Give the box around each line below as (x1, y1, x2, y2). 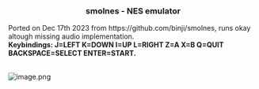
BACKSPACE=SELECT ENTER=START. (8, 49, 136, 58)
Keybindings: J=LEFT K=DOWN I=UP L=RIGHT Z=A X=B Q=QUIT (8, 40, 224, 50)
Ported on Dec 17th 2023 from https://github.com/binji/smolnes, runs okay (8, 24, 251, 33)
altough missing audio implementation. (8, 32, 135, 41)
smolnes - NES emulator (86, 6, 181, 17)
